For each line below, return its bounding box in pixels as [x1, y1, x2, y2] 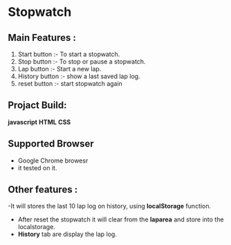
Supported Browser [8, 138, 94, 149]
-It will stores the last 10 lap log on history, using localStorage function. [8, 202, 212, 210]
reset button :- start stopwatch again [17, 80, 123, 87]
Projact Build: [8, 100, 68, 111]
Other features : [8, 184, 78, 196]
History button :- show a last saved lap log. [17, 72, 140, 80]
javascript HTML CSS [8, 118, 71, 126]
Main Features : [8, 32, 77, 44]
